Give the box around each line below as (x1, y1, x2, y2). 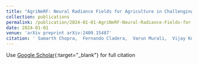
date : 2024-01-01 (6, 24, 49, 31)
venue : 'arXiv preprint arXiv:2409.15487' (6, 30, 112, 36)
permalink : (6, 19, 33, 25)
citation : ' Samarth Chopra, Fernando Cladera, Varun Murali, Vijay (6, 35, 186, 41)
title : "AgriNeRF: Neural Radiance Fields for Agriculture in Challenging (6, 8, 194, 15)
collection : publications (6, 14, 70, 20)
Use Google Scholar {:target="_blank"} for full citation (6, 52, 136, 58)
